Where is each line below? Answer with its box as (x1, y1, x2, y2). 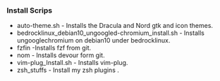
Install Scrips (6, 6, 53, 15)
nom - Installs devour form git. (16, 51, 105, 59)
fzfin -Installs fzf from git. (16, 44, 92, 52)
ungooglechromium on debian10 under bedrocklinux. (16, 36, 171, 45)
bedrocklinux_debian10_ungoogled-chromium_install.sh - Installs (16, 29, 205, 37)
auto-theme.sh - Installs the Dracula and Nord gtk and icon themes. (16, 22, 213, 30)
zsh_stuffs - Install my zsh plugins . (16, 66, 119, 75)
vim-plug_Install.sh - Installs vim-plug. (16, 59, 128, 67)
